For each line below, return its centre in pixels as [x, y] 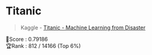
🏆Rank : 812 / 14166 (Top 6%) [43, 45]
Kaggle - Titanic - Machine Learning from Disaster [83, 27]
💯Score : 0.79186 [27, 39]
